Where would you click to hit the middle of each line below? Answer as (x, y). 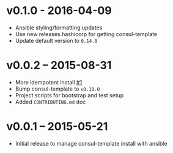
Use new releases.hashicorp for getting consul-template (86, 34)
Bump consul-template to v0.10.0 (57, 89)
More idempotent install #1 (49, 82)
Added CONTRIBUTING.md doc (50, 102)
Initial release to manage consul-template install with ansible (91, 143)
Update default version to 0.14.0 (56, 40)
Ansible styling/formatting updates (59, 28)
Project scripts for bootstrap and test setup (69, 95)
